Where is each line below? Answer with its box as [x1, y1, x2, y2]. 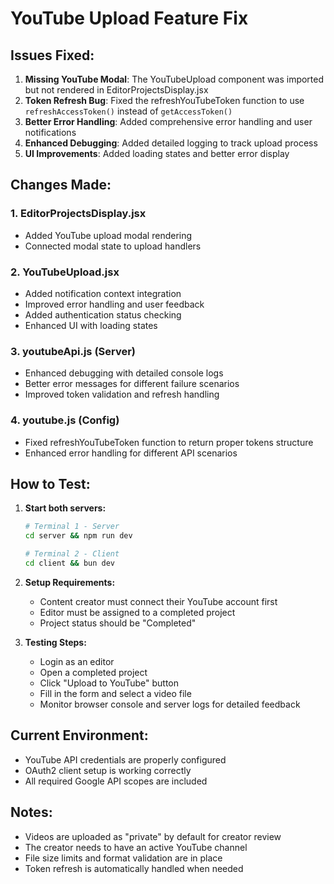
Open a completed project [39, 666, 148, 678]
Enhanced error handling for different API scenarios [24, 447, 238, 459]
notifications [24, 127, 77, 138]
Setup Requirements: [24, 576, 116, 588]
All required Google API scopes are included [24, 775, 208, 787]
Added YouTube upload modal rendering [24, 229, 193, 241]
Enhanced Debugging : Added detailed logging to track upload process [24, 137, 318, 149]
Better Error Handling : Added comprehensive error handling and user [24, 116, 313, 127]
